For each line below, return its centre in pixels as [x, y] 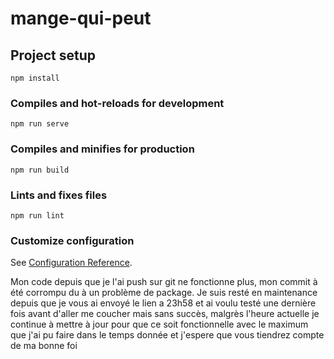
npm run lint [37, 215]
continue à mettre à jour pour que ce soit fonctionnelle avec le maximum [159, 324]
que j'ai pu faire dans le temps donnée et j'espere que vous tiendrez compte [167, 335]
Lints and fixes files [59, 195]
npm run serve [40, 124]
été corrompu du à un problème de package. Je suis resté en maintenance [164, 293]
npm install [35, 78]
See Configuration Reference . [71, 263]
